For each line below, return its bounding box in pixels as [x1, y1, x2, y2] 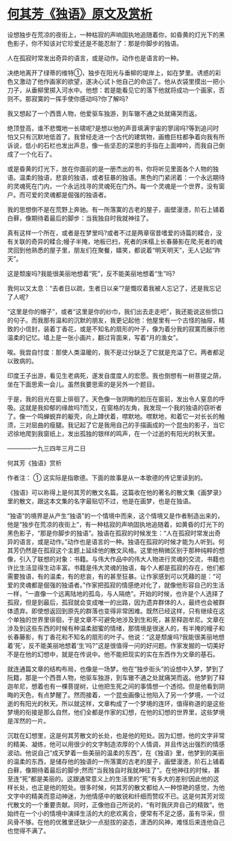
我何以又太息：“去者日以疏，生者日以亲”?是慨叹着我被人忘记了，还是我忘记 [7, 284, 222, 292]
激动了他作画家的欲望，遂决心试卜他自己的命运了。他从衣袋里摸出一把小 [19, 77, 225, 85]
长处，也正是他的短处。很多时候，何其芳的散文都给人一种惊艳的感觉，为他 [12, 783, 225, 791]
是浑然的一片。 [7, 716, 50, 725]
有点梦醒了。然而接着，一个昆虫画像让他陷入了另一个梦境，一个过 [37, 690, 225, 699]
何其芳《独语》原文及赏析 [7, 6, 153, 22]
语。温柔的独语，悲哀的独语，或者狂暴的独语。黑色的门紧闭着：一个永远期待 [7, 173, 225, 181]
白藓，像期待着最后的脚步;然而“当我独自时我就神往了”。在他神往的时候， [7, 766, 214, 774]
